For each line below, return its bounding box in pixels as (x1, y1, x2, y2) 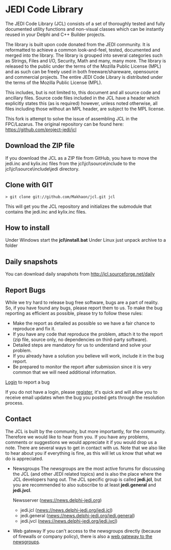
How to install (5, 223, 50, 232)
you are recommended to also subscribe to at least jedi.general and (12, 481, 157, 488)
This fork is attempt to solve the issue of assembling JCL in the (5, 115, 138, 121)
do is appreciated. (5, 455, 43, 461)
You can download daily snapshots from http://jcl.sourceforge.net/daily (5, 271, 155, 277)
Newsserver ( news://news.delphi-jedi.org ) (12, 497, 102, 503)
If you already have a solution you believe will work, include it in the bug (12, 353, 164, 359)
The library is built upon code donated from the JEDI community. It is (5, 41, 151, 47)
